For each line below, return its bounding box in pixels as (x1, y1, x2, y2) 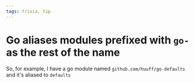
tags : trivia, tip (6, 8, 51, 15)
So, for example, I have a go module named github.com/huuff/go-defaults (6, 65, 185, 72)
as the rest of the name (6, 46, 120, 59)
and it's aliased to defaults (6, 71, 71, 78)
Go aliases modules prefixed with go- (6, 33, 189, 46)
